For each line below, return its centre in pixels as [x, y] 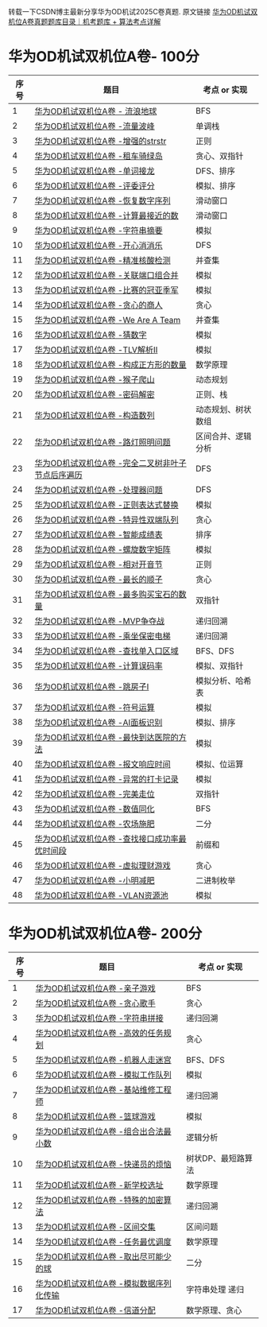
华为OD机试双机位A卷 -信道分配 [96, 1310]
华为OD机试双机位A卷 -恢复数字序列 [103, 200]
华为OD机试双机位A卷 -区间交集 [96, 1227]
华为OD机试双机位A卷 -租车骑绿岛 [99, 156]
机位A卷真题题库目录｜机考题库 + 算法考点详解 [85, 21]
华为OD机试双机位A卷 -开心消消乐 [99, 245]
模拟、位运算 [220, 764]
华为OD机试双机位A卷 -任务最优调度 [104, 1241]
